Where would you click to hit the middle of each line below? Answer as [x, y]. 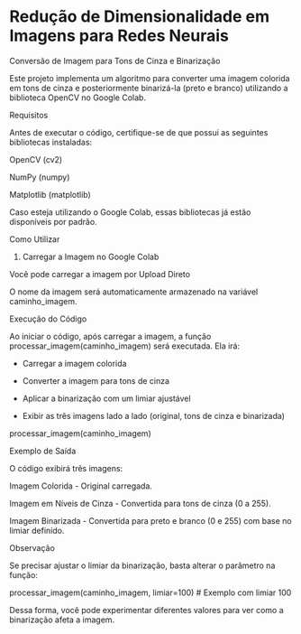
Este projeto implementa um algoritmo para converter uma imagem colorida [150, 78]
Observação [32, 547]
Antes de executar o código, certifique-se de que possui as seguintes [139, 132]
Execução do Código [48, 319]
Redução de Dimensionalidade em [140, 17]
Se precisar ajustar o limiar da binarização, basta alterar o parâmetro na [142, 565]
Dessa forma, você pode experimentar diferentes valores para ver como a [146, 610]
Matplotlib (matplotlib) [50, 194]
